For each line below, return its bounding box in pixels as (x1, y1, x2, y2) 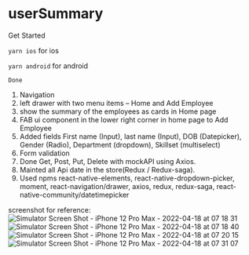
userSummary (8, 5, 104, 23)
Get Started (8, 31, 46, 40)
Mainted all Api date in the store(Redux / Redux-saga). (19, 165, 196, 174)
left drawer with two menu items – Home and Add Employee (19, 98, 214, 107)
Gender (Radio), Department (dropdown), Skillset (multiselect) (19, 140, 222, 149)
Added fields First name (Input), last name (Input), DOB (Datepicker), (19, 131, 242, 141)
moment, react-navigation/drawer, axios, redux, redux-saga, (19, 181, 215, 191)
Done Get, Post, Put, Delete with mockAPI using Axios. (19, 156, 196, 166)
